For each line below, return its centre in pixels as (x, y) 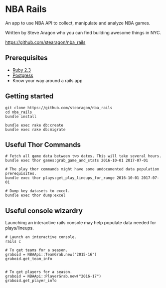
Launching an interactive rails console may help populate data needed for (81, 223)
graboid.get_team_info (29, 259)
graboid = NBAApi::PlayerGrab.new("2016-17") (53, 277)
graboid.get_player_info (31, 281)
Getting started (29, 96)
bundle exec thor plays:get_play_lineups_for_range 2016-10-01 (72, 178)
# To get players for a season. (39, 272)
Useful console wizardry (44, 211)
